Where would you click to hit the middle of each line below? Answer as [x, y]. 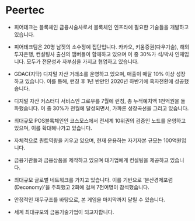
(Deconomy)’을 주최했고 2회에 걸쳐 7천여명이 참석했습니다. [81, 187]
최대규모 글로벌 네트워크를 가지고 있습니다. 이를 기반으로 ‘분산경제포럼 [93, 179]
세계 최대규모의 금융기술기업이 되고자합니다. [64, 212]
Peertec [25, 10]
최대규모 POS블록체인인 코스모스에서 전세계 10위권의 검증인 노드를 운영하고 [100, 120]
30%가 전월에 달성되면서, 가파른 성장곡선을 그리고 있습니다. [121, 108]
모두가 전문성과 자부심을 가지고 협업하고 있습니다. [83, 61]
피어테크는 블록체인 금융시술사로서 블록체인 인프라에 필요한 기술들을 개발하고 [101, 27]
